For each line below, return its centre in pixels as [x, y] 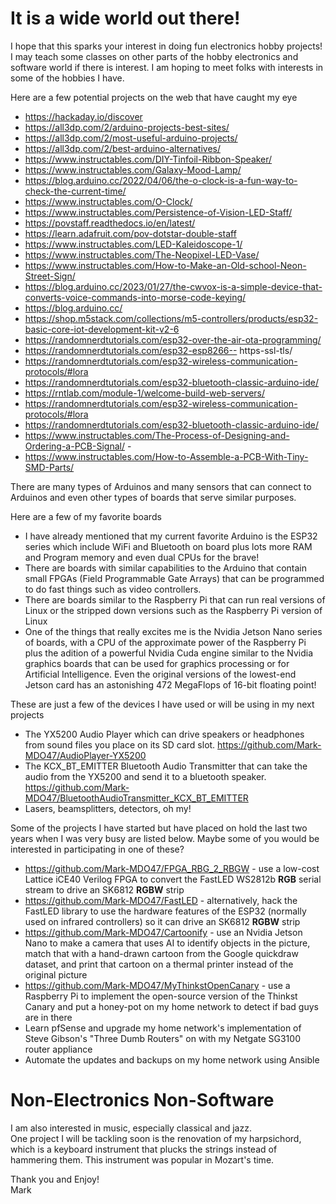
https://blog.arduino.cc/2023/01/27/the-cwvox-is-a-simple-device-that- [173, 286]
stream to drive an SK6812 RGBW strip [104, 889]
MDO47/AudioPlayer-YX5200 [85, 755]
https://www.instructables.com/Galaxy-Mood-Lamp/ [133, 169]
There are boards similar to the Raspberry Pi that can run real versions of [175, 599]
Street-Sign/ [50, 276]
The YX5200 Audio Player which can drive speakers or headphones [164, 734]
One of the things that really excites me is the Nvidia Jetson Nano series [173, 631]
